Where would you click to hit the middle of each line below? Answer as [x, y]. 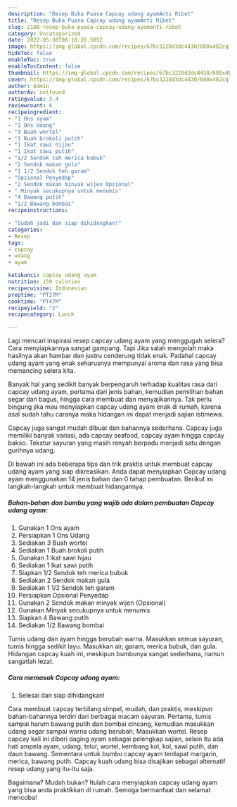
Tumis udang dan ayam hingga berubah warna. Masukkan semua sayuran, [116, 639]
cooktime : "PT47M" [35, 301]
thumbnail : [24, 73]
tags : [16, 243]
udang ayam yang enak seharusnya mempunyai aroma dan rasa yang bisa [116, 363]
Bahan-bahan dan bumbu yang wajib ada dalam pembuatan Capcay [111, 503]
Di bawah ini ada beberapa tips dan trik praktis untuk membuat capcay [110, 464]
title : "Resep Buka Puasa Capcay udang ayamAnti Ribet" [91, 20]
